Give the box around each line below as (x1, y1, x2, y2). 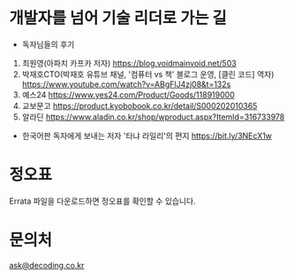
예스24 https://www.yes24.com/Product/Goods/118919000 (21, 89, 236, 100)
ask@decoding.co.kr (9, 260, 85, 270)
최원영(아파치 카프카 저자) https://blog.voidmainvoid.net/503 (21, 58, 237, 68)
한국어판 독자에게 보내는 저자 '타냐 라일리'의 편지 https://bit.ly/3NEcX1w (21, 130, 272, 141)
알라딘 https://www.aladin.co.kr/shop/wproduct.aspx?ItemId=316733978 (21, 112, 285, 122)
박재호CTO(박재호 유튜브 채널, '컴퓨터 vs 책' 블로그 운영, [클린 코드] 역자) (21, 68, 275, 80)
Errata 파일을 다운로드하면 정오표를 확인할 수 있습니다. (9, 196, 196, 206)
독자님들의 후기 (21, 39, 75, 50)
